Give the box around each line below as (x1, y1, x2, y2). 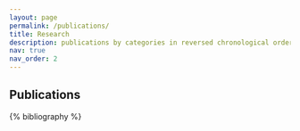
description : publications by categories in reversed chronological (9, 37, 270, 47)
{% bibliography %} (9, 111, 82, 121)
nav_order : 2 (9, 54, 58, 63)
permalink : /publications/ (9, 21, 110, 30)
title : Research (9, 29, 70, 38)
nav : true (9, 46, 46, 55)
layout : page (9, 12, 58, 22)
